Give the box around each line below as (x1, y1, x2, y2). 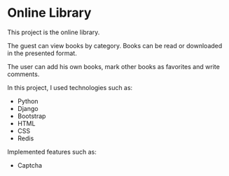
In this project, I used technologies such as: (7, 83, 133, 91)
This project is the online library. (7, 28, 100, 36)
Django (17, 104, 39, 112)
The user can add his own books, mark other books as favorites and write (7, 62, 221, 71)
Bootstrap (17, 112, 46, 120)
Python (17, 96, 39, 105)
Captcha (17, 161, 43, 169)
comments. (7, 70, 40, 78)
